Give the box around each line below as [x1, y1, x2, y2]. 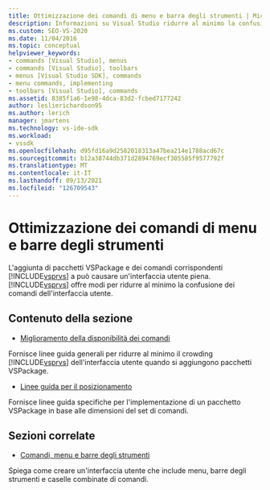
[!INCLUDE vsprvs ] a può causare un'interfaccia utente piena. [8, 271, 211, 280]
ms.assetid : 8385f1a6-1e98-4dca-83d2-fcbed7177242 [8, 94, 182, 102]
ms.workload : [8, 131, 52, 139]
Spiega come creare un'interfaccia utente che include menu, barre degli [8, 466, 247, 475]
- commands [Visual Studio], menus [8, 57, 128, 65]
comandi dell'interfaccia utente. [8, 288, 113, 298]
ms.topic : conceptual [8, 42, 81, 50]
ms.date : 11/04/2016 [8, 34, 78, 43]
